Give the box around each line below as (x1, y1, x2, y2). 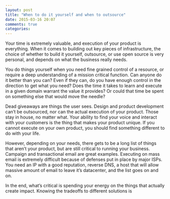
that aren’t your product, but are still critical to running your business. (5, 146, 150, 152)
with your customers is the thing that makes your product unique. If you (5, 120, 155, 126)
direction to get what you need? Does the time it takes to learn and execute (5, 82, 162, 89)
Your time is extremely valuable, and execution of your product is (5, 40, 141, 46)
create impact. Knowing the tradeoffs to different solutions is (5, 188, 132, 194)
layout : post (5, 7, 33, 13)
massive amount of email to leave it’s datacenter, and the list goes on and (5, 167, 159, 174)
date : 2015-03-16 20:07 (5, 17, 56, 22)
